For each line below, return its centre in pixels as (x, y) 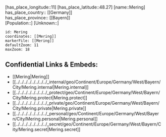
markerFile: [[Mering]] (30, 41)
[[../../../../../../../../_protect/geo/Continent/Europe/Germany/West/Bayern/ (86, 92)
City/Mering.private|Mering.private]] (49, 108)
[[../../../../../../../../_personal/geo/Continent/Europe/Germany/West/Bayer (86, 113)
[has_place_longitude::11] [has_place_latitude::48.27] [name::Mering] (75, 7)
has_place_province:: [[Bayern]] (38, 18)
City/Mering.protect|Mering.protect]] (50, 98)
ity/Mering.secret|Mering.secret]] (46, 129)
